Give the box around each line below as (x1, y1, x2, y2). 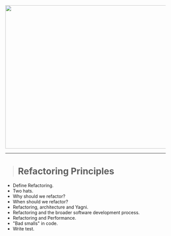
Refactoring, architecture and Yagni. (12, 204, 89, 210)
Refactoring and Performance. (12, 215, 76, 221)
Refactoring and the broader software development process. (12, 209, 140, 216)
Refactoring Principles (17, 166, 115, 177)
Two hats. (12, 188, 34, 194)
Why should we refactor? (12, 193, 66, 199)
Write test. (12, 225, 35, 231)
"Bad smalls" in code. (12, 220, 58, 226)
